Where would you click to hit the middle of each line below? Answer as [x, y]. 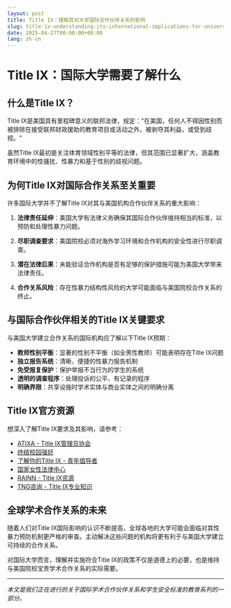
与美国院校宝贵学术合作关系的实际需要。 [64, 569]
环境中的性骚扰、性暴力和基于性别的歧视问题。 [79, 161]
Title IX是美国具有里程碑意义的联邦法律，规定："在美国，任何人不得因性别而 [115, 121]
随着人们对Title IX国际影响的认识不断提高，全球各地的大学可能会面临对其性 [113, 528]
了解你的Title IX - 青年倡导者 [57, 460]
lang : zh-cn [24, 39]
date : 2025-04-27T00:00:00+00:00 [55, 33]
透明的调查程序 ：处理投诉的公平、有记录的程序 [83, 378]
